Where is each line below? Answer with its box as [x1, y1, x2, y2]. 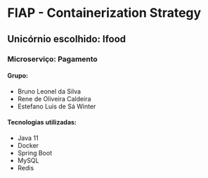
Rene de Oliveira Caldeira [17, 94, 91, 103]
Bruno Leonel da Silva [17, 87, 82, 96]
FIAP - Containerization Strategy [7, 5, 202, 21]
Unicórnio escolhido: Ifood [7, 33, 126, 45]
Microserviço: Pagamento [7, 54, 98, 64]
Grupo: [7, 72, 29, 80]
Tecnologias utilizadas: [7, 118, 77, 127]
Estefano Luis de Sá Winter [17, 102, 96, 110]
